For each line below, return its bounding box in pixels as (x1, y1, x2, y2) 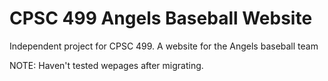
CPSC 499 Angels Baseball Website (9, 7, 313, 30)
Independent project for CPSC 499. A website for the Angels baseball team (9, 40, 319, 52)
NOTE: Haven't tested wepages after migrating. (9, 59, 204, 71)
